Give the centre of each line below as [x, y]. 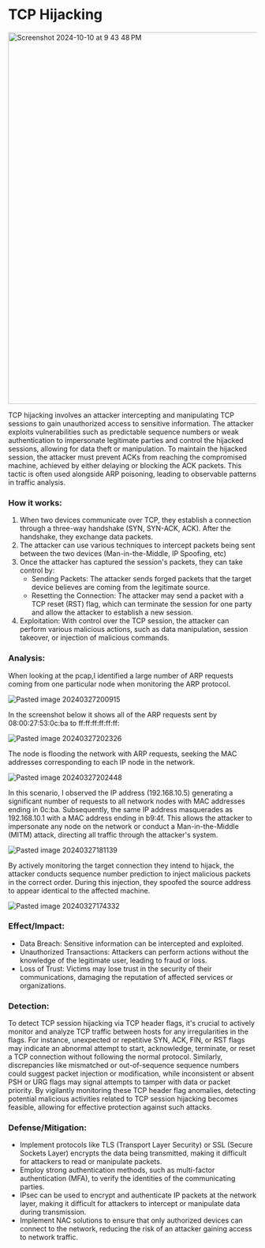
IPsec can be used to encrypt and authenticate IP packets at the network [138, 1195]
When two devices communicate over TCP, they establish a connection [135, 520]
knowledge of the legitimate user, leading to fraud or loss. [113, 960]
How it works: [35, 502]
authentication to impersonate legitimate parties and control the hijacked [126, 440]
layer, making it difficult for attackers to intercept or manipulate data [130, 1204]
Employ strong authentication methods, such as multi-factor [117, 1170]
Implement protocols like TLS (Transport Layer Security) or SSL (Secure [136, 1145]
